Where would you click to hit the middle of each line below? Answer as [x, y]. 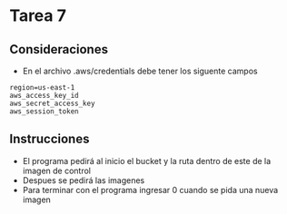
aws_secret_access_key [52, 103]
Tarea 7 [38, 16]
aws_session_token [44, 112]
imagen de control [57, 170]
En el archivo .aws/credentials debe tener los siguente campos [140, 71]
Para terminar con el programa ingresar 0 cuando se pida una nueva [150, 190]
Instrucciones [49, 139]
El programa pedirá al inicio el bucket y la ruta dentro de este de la [147, 160]
